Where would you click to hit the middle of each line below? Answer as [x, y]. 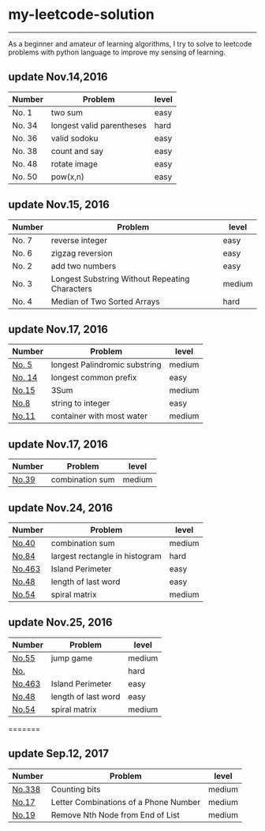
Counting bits [76, 789]
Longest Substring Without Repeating [120, 279]
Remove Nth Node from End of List [115, 814]
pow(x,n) [68, 177]
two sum [67, 112]
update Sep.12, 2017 [58, 754]
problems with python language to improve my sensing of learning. [117, 52]
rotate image [75, 163]
